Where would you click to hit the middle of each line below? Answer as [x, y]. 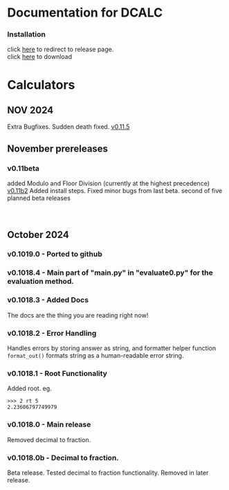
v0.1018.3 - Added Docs [48, 300]
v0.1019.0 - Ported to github [55, 254]
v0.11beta [24, 168]
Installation [27, 35]
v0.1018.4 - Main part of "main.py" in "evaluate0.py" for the [110, 273]
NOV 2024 [30, 110]
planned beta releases [39, 198]
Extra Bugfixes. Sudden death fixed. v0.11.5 [68, 127]
